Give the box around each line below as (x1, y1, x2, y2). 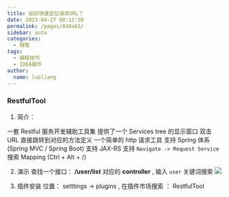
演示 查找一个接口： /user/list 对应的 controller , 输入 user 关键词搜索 (16, 167, 213, 175)
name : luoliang (13, 73, 57, 81)
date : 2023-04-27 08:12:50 (7, 16, 84, 23)
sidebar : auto (7, 29, 48, 36)
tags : (7, 49, 23, 55)
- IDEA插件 (13, 61, 42, 68)
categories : (7, 36, 41, 42)
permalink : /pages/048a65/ (7, 23, 84, 29)
